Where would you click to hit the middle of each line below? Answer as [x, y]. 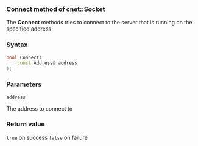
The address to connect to [40, 108]
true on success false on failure [47, 137]
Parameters [24, 84]
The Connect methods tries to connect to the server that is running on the [99, 23]
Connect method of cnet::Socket [56, 9]
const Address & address [48, 63]
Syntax [17, 45]
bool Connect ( [24, 57]
